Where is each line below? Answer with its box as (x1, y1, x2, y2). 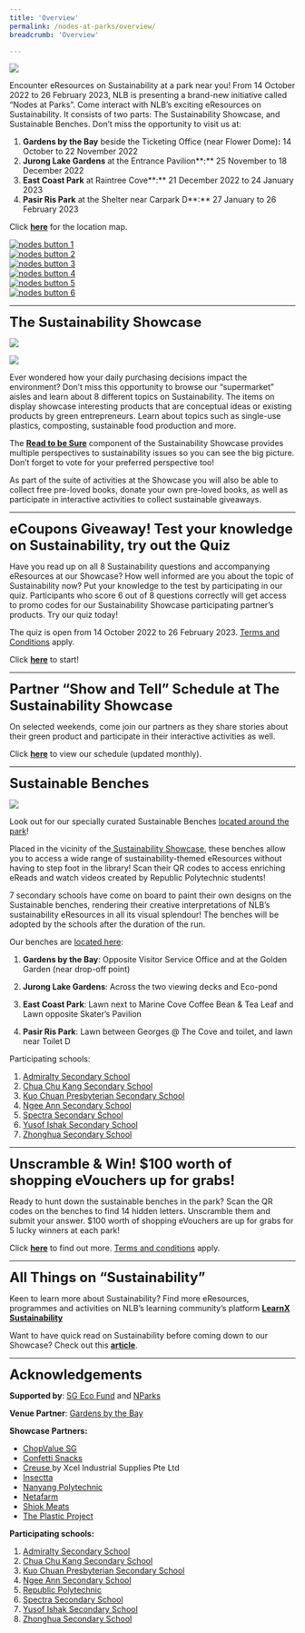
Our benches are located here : (9, 937, 124, 948)
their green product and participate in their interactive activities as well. (9, 731, 276, 742)
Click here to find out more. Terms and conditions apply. (9, 1242, 221, 1254)
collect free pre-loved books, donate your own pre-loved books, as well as (9, 484, 289, 495)
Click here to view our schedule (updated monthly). (9, 749, 202, 760)
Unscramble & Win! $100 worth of (9, 1155, 232, 1173)
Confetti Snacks (22, 1453, 84, 1464)
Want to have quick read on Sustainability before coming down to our (9, 1330, 269, 1341)
